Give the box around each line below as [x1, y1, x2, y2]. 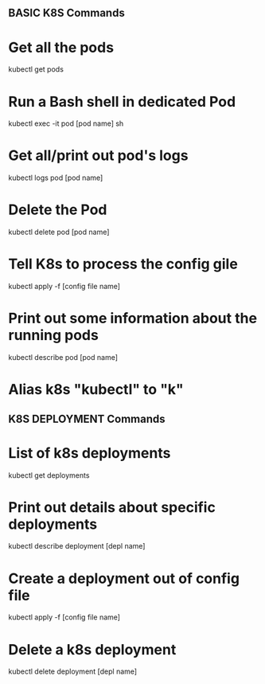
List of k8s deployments [8, 444, 171, 462]
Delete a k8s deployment [8, 640, 177, 659]
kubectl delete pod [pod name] [8, 227, 110, 237]
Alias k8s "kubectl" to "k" [8, 381, 185, 399]
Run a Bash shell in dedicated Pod [8, 92, 236, 111]
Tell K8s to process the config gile [8, 255, 239, 273]
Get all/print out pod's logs [8, 147, 189, 165]
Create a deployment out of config [8, 569, 240, 588]
